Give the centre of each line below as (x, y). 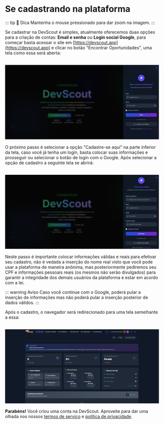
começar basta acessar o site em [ (40, 42)
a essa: (12, 317)
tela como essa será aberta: (33, 53)
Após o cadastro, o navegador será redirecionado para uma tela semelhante (82, 312)
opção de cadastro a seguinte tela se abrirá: (49, 163)
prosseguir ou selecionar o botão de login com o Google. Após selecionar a (81, 157)
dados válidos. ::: (22, 303)
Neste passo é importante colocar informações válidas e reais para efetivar (81, 257)
